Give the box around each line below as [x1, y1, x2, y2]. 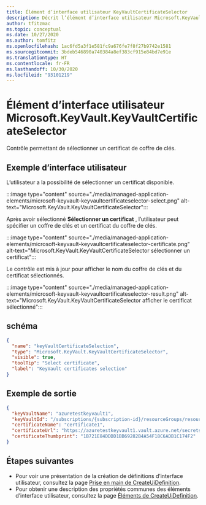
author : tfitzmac [6, 20, 51, 26]
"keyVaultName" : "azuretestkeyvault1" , [12, 411, 114, 417]
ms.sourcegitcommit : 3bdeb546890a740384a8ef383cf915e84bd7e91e [6, 49, 172, 55]
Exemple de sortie [6, 388, 77, 399]
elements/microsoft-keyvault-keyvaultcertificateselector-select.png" [6, 197, 180, 204]
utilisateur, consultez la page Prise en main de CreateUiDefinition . [15, 479, 181, 486]
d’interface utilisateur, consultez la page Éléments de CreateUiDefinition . [15, 492, 199, 499]
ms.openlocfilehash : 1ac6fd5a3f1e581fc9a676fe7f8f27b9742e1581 [6, 44, 172, 50]
